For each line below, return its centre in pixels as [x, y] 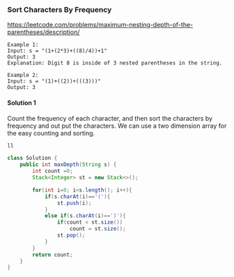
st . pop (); [71, 235]
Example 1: [23, 45]
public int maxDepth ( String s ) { [68, 165]
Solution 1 [22, 103]
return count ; [53, 255]
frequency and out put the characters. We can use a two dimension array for [117, 126]
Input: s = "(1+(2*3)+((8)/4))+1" [57, 51]
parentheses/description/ [44, 32]
